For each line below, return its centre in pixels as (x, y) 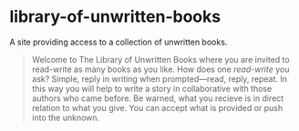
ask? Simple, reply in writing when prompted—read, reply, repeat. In (160, 78)
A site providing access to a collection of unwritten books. (119, 42)
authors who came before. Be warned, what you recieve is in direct (158, 98)
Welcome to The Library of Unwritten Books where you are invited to (160, 59)
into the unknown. (66, 117)
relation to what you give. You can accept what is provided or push (157, 107)
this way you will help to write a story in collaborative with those (152, 88)
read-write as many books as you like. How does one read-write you (160, 69)
